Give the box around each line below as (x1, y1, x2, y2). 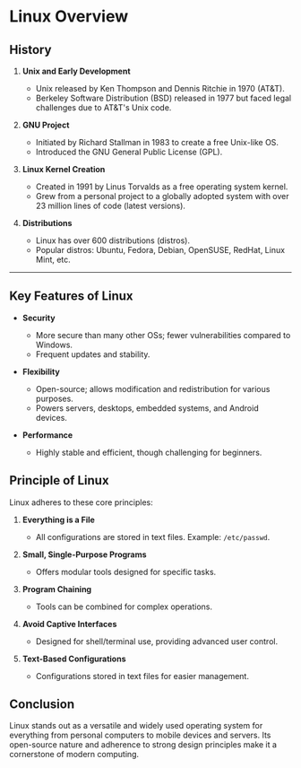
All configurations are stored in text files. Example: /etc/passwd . (35, 531, 271, 542)
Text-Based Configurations (21, 653, 126, 664)
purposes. (35, 393, 73, 404)
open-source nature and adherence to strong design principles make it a (9, 739, 278, 750)
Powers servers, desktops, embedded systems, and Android (35, 402, 259, 414)
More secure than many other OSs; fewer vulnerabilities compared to (35, 329, 291, 340)
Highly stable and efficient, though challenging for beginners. (35, 447, 262, 458)
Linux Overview (9, 6, 129, 27)
